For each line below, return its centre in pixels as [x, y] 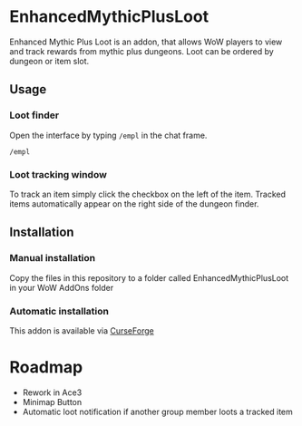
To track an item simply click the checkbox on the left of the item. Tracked [147, 194]
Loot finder [34, 115]
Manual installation [53, 258]
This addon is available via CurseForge [82, 330]
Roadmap [46, 368]
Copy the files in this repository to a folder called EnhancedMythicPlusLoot [149, 277]
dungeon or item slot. [49, 61]
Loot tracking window [58, 174]
